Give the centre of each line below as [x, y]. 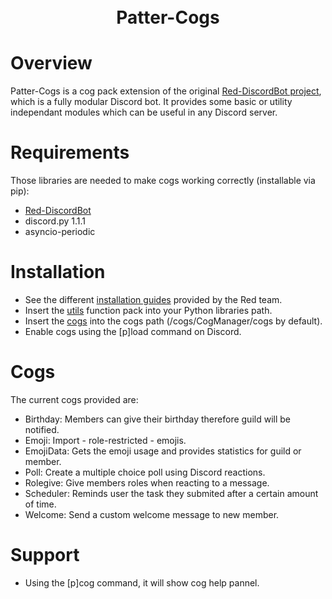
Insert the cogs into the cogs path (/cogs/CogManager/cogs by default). [173, 321]
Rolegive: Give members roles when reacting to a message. [147, 482]
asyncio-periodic [60, 232]
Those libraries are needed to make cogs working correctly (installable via [163, 181]
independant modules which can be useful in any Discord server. [144, 112]
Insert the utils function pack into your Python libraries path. [148, 310]
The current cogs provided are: [74, 399]
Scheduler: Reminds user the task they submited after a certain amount [171, 493]
